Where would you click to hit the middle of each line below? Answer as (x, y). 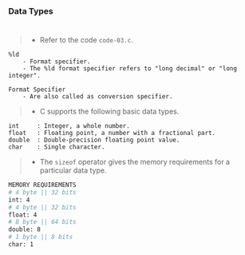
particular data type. (73, 170)
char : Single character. (57, 147)
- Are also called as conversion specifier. (98, 97)
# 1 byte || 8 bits (41, 237)
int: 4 (19, 200)
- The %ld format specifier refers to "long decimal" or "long (130, 69)
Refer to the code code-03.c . (86, 40)
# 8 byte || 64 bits (43, 222)
